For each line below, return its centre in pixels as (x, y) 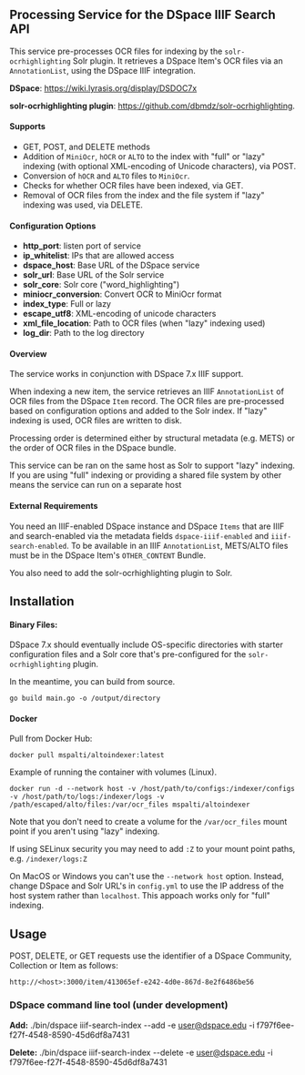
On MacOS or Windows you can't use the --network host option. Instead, (147, 877)
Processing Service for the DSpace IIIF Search (142, 15)
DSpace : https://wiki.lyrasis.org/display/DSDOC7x (103, 88)
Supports (27, 127)
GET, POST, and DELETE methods (86, 147)
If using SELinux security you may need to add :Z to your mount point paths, (152, 849)
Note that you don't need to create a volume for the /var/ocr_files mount (148, 822)
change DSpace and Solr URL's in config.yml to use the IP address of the (147, 886)
